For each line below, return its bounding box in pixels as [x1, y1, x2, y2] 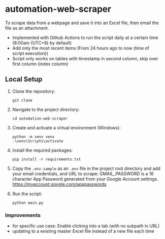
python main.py [12, 200, 44, 205]
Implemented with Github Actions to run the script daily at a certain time [12, 35, 159, 40]
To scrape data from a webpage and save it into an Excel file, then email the [5, 20, 159, 26]
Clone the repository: [12, 88, 56, 94]
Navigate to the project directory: [12, 106, 80, 112]
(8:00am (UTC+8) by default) [12, 40, 72, 45]
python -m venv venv [12, 134, 55, 139]
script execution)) [12, 50, 48, 56]
